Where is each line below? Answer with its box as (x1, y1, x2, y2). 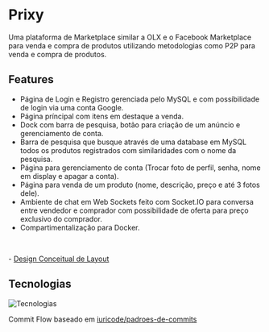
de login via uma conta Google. (19, 102, 124, 112)
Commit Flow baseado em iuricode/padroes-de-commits (8, 314, 197, 324)
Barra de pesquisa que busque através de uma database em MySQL (19, 137, 247, 147)
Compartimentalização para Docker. (19, 222, 140, 232)
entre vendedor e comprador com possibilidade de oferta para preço (19, 205, 249, 215)
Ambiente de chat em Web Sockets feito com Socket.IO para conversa (19, 197, 254, 206)
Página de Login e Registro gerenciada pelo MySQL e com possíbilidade (19, 94, 260, 104)
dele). (19, 188, 40, 198)
